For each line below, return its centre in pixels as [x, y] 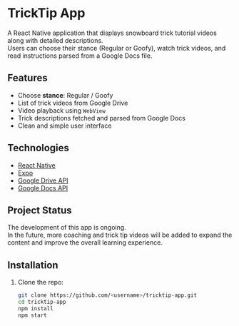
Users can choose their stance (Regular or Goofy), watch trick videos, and [117, 48]
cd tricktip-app [42, 302]
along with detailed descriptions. [55, 40]
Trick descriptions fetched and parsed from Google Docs [101, 118]
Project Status [40, 210]
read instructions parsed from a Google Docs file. [80, 56]
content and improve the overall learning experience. [85, 243]
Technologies [39, 148]
